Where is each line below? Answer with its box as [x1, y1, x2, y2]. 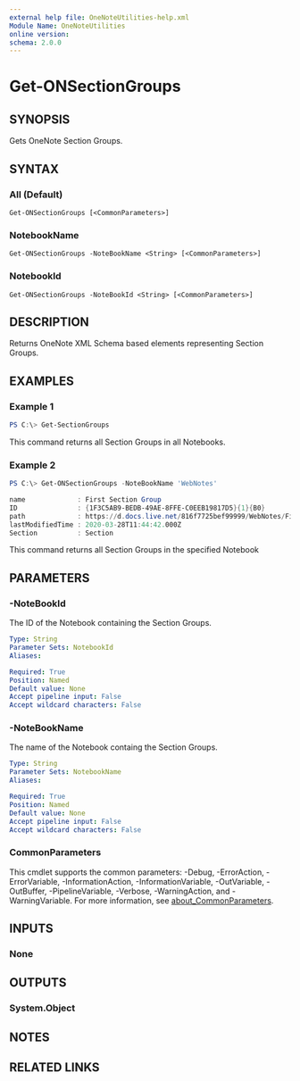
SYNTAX [9, 162, 60, 177]
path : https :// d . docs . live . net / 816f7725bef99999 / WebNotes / [9, 511, 286, 520]
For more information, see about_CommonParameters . [74, 894, 274, 906]
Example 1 [9, 400, 54, 412]
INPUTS [9, 921, 54, 936]
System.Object [9, 1002, 76, 1014]
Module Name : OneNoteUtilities [9, 21, 126, 30]
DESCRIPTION [9, 314, 89, 329]
